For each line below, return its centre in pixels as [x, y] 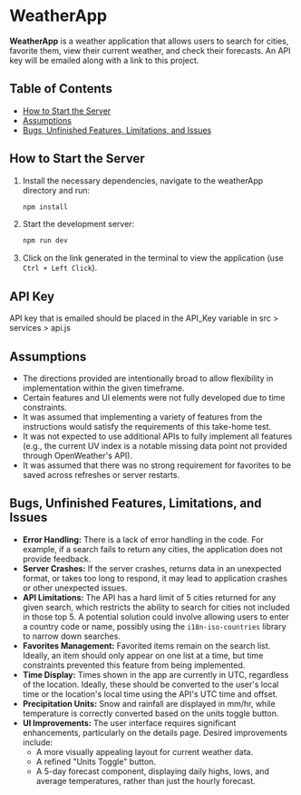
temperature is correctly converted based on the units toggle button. [150, 713]
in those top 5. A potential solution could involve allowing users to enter [156, 616]
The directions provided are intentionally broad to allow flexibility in [148, 378]
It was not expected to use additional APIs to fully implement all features [157, 436]
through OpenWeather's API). [78, 455]
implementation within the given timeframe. [103, 388]
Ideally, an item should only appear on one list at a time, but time [143, 655]
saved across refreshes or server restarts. [101, 474]
